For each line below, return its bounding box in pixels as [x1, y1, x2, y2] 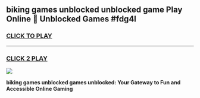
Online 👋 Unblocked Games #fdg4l [6, 14, 137, 24]
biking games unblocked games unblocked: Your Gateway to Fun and [6, 78, 181, 86]
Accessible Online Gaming [6, 85, 73, 92]
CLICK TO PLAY [6, 32, 52, 40]
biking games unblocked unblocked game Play [6, 5, 183, 15]
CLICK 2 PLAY [6, 54, 48, 62]
